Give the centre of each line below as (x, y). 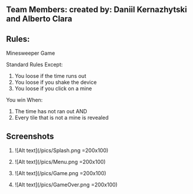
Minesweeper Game (31, 53)
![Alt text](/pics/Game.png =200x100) (60, 173)
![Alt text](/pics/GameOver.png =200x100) (66, 185)
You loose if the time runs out (50, 76)
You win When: (24, 100)
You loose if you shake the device (56, 83)
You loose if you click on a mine (53, 88)
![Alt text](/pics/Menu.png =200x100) (60, 162)
